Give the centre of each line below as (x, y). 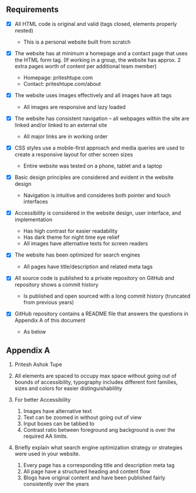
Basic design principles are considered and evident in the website (94, 177)
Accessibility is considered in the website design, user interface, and (98, 213)
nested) (24, 30)
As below (35, 332)
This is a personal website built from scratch (77, 42)
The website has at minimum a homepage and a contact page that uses (101, 53)
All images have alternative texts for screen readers (86, 244)
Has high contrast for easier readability (70, 231)
